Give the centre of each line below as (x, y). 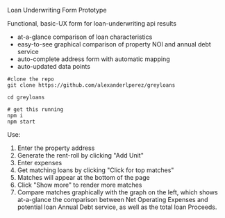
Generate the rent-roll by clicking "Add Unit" (80, 155)
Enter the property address (56, 148)
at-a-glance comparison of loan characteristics (85, 37)
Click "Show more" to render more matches (80, 185)
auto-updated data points (53, 66)
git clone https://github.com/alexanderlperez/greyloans (91, 85)
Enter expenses (40, 163)
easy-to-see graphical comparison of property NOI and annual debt (114, 44)
